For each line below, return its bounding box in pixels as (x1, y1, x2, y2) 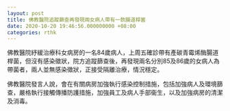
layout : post (7, 10, 44, 17)
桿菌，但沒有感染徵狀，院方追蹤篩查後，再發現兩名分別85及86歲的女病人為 (7, 57, 220, 65)
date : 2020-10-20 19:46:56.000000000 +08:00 (7, 22, 136, 29)
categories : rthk (7, 29, 57, 36)
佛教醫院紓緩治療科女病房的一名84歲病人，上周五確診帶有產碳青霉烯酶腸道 (7, 48, 219, 57)
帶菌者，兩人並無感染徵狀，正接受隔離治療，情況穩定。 (7, 65, 163, 74)
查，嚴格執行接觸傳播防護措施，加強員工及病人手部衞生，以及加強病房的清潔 (7, 89, 223, 97)
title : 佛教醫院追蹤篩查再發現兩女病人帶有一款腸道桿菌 (7, 16, 146, 23)
